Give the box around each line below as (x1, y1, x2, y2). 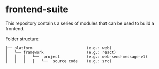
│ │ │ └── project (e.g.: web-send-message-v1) (5, 54, 148, 59)
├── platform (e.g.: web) (5, 45, 112, 50)
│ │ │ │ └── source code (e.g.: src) (5, 58, 112, 64)
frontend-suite (5, 4, 68, 15)
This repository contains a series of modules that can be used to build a (5, 20, 155, 26)
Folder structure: (5, 36, 40, 42)
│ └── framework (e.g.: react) (5, 50, 116, 55)
